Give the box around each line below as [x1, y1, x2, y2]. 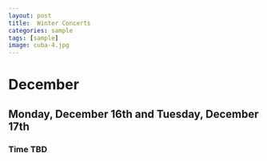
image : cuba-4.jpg [8, 41, 70, 49]
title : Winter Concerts [8, 19, 91, 27]
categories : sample [8, 26, 74, 34]
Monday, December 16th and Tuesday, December [8, 107, 259, 120]
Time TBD [8, 143, 48, 155]
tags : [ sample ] [8, 33, 59, 42]
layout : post [8, 11, 52, 20]
